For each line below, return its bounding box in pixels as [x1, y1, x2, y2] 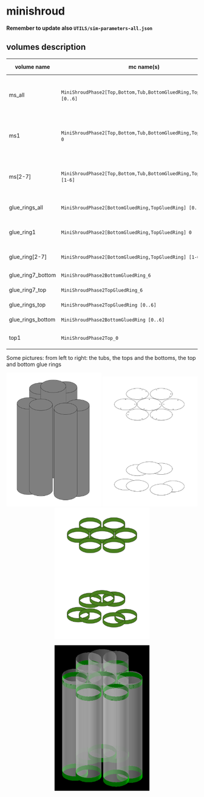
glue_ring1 [8, 229, 36, 235]
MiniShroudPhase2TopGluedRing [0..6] [61, 302, 157, 308]
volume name [15, 63, 50, 71]
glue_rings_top [8, 301, 46, 308]
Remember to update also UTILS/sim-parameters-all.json [6, 24, 153, 32]
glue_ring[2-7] [8, 253, 47, 260]
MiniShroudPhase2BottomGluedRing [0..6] [61, 317, 165, 323]
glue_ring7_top [8, 286, 47, 293]
